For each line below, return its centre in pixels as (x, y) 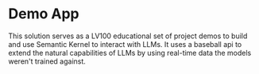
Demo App (44, 14)
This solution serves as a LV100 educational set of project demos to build (128, 36)
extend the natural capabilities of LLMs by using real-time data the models (130, 53)
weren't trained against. (47, 61)
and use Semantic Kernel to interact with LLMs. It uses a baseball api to (125, 44)
